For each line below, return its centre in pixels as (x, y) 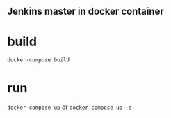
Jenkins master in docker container (86, 12)
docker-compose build (39, 60)
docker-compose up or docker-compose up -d (70, 107)
